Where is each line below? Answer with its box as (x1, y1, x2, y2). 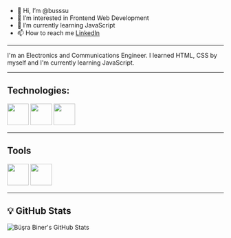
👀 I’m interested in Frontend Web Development (16, 14, 149, 22)
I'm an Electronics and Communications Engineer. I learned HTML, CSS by (7, 52, 218, 59)
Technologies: (7, 85, 70, 96)
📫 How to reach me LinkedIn (16, 29, 100, 37)
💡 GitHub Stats (7, 205, 71, 217)
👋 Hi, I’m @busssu (16, 7, 69, 14)
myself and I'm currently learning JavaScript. (7, 58, 135, 67)
